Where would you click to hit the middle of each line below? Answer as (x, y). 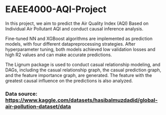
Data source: (22, 94)
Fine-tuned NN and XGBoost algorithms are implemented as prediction (79, 39)
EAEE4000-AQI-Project (56, 9)
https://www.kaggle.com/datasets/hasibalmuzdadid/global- (81, 100)
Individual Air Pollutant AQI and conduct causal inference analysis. (74, 28)
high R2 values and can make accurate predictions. (59, 55)
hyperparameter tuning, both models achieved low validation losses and (80, 49)
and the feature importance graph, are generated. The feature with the (79, 75)
